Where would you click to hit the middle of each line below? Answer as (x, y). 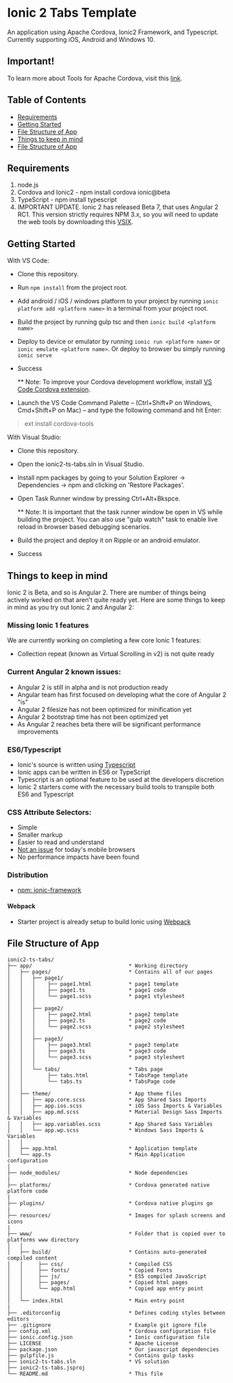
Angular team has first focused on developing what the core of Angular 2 (122, 695)
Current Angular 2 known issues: (64, 672)
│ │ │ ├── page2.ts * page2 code (87, 1020)
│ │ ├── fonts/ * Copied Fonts (90, 1270)
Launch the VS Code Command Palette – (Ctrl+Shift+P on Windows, (114, 403)
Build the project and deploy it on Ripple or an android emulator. (109, 540)
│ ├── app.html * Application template (102, 1148)
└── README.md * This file (85, 1374)
